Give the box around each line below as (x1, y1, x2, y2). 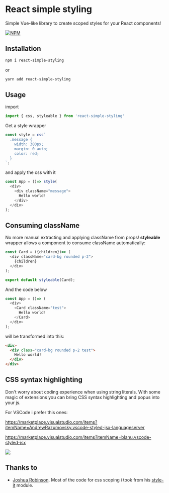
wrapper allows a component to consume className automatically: (5, 240, 146, 246)
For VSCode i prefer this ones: (5, 409, 68, 415)
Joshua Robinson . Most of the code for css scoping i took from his (12, 476, 151, 483)
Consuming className (5, 221, 80, 230)
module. (16, 482, 34, 488)
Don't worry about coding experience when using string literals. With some (5, 388, 161, 395)
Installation (5, 44, 41, 53)
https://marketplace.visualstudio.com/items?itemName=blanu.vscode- (5, 434, 152, 440)
